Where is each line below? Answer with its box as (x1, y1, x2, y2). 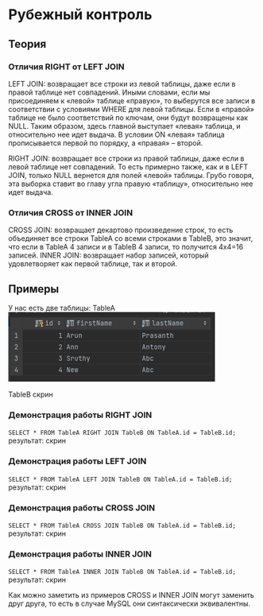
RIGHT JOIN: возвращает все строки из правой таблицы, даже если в (8, 153, 245, 163)
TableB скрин (8, 389, 53, 399)
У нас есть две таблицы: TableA (8, 303, 115, 312)
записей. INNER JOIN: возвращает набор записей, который (8, 250, 209, 260)
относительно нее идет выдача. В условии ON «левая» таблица (8, 130, 225, 139)
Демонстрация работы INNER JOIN (8, 548, 153, 560)
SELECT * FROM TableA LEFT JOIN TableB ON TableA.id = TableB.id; (8, 475, 233, 483)
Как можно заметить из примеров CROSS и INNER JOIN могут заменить (8, 591, 254, 600)
